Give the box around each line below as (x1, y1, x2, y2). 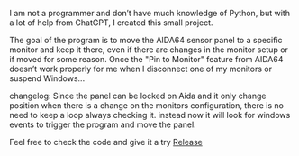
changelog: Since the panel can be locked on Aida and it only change (9, 90, 267, 101)
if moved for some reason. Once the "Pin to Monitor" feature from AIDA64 (9, 54, 284, 64)
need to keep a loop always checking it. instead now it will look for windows (9, 110, 291, 120)
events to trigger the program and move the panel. (9, 119, 196, 130)
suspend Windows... (9, 73, 86, 84)
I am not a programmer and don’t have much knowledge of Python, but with (9, 8, 291, 18)
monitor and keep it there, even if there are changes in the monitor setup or (9, 44, 288, 55)
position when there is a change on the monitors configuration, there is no (9, 100, 284, 111)
